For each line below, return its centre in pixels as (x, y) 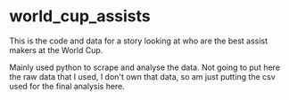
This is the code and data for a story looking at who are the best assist (139, 41)
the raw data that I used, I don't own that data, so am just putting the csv (143, 76)
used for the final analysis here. (67, 86)
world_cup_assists (80, 16)
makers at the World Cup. (56, 50)
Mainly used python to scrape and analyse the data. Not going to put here (145, 67)
